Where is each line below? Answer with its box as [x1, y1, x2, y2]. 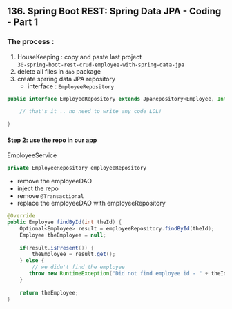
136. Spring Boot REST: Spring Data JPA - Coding [7, 6, 222, 17]
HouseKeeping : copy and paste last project [17, 52, 142, 61]
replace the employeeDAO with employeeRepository [17, 199, 166, 208]
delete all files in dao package [17, 67, 101, 75]
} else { [19, 257, 45, 264]
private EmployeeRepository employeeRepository [7, 165, 147, 172]
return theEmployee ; [19, 289, 79, 296]
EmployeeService [7, 151, 57, 159]
